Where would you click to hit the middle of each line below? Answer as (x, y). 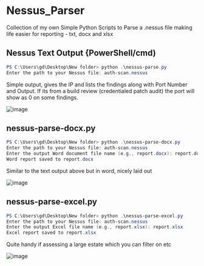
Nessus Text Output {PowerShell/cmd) (81, 53)
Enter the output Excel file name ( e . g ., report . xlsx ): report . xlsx (95, 227)
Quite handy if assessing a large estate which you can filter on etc (89, 245)
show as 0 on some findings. (42, 97)
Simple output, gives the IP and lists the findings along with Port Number (97, 84)
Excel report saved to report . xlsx (51, 233)
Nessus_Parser (46, 11)
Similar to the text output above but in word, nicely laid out (79, 170)
